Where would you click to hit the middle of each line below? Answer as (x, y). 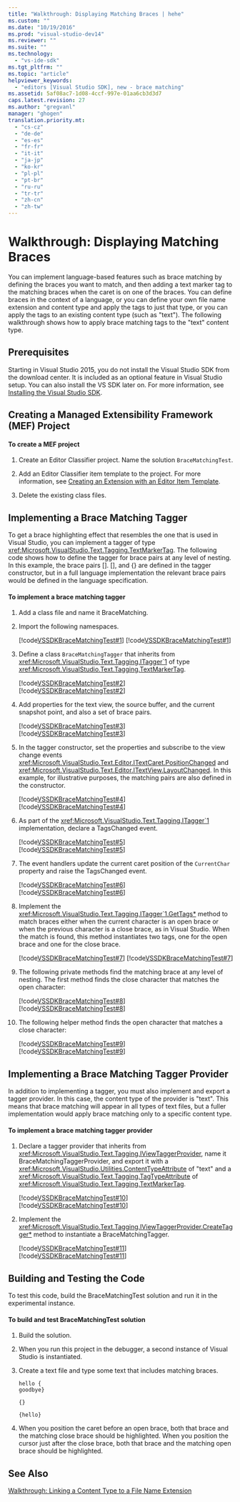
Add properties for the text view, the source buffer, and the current (116, 705)
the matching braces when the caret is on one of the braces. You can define (120, 292)
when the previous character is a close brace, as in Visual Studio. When (124, 929)
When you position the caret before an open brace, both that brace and (124, 1428)
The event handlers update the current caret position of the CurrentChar (124, 863)
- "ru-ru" (29, 186)
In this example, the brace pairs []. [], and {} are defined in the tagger (110, 566)
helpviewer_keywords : (40, 80)
